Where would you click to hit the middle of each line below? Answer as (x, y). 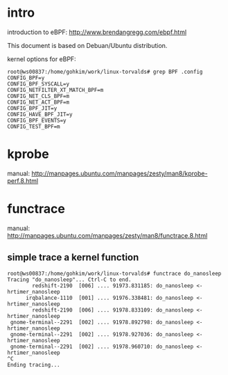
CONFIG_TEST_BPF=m (34, 127)
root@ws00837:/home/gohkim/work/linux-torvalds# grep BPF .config (105, 72)
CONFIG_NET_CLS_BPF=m (38, 96)
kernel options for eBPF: (42, 59)
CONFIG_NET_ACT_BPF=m (38, 102)
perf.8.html (23, 181)
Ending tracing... (34, 365)
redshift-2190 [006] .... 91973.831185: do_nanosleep (113, 286)
